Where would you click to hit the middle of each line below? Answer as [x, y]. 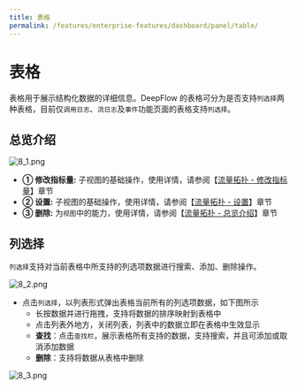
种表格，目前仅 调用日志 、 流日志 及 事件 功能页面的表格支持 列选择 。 [122, 109]
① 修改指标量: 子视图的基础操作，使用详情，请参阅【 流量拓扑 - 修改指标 [155, 180]
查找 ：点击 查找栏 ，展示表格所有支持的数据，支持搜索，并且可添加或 [157, 336]
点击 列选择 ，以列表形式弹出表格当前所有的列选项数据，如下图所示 [140, 302]
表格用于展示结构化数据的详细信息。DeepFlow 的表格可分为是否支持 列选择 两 [147, 98]
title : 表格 [30, 17]
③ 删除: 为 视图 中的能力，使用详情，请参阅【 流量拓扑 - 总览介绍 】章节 [150, 213]
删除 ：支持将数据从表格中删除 [89, 358]
